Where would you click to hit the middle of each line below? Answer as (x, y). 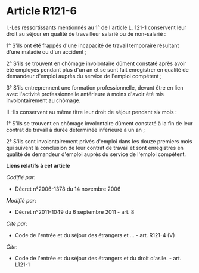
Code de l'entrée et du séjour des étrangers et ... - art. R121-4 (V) (95, 235)
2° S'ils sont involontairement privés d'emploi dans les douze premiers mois (99, 141)
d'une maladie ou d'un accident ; (46, 51)
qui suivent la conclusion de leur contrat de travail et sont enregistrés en (95, 148)
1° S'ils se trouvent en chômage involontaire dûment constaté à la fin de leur (99, 123)
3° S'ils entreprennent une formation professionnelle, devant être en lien (95, 87)
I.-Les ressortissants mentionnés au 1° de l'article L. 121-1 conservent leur (96, 27)
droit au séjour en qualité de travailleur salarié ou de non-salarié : (86, 33)
